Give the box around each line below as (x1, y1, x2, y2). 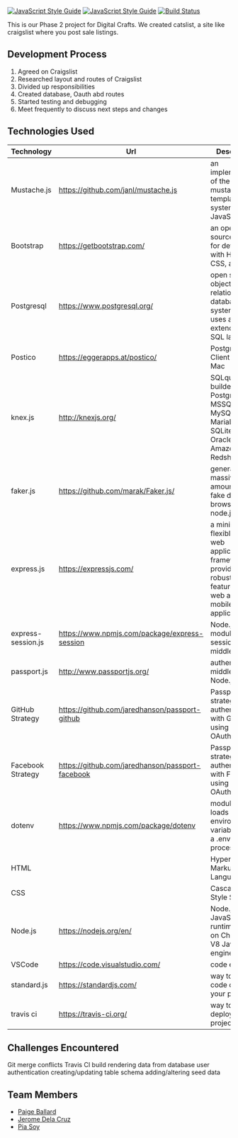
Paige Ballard (17, 1108, 57, 1116)
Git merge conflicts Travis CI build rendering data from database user (7, 1061, 210, 1069)
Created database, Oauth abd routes (17, 89, 125, 98)
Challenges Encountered (7, 1042, 119, 1054)
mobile (210, 599, 234, 609)
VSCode (11, 960, 39, 969)
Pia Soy (17, 1122, 40, 1131)
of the (210, 176, 230, 186)
